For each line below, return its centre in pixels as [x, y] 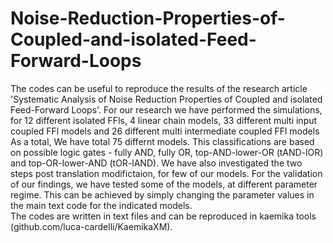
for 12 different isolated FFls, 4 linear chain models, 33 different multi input [164, 120]
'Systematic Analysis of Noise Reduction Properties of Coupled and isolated [166, 99]
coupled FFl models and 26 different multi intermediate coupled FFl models [165, 131]
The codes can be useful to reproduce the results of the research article [159, 88]
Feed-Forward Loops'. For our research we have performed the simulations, [166, 109]
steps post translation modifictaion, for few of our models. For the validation [166, 173]
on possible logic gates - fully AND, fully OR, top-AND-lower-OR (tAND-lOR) [167, 152]
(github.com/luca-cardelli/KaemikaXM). [91, 226]
